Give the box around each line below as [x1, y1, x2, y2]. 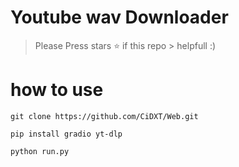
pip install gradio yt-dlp [10, 129, 123, 139]
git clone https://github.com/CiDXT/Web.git [10, 111, 199, 121]
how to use [10, 79, 104, 101]
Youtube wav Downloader [10, 6, 229, 29]
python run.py [10, 146, 70, 156]
